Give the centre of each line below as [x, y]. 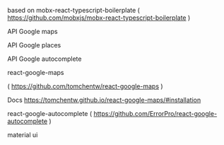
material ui [23, 135]
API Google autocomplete [45, 59]
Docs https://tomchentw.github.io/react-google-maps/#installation [104, 100]
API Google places [34, 45]
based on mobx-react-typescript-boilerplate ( [73, 10]
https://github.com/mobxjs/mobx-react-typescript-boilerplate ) [99, 18]
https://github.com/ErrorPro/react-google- [155, 114]
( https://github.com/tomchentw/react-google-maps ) [86, 86]
